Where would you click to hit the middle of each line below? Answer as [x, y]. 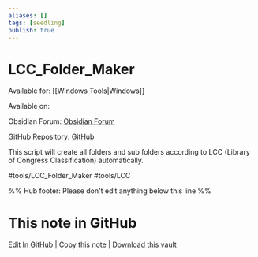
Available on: [29, 106]
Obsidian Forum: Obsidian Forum [62, 121]
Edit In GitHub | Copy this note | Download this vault [93, 244]
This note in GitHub [73, 223]
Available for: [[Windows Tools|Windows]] [77, 91]
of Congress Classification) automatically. [76, 160]
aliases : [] [28, 15]
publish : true [32, 30]
